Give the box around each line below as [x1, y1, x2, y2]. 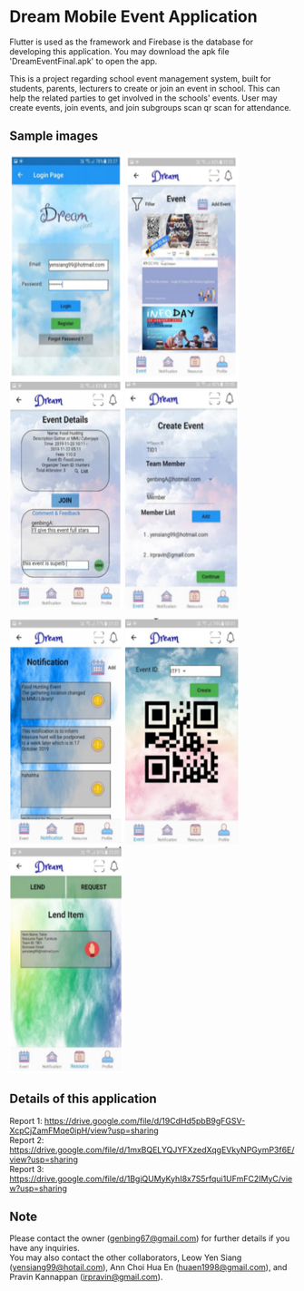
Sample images [9, 129, 99, 144]
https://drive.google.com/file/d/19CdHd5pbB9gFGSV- [44, 1115, 246, 1126]
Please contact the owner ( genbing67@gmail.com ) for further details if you [9, 1233, 290, 1244]
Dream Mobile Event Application [9, 6, 258, 27]
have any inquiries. [9, 1243, 80, 1254]
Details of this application [9, 1091, 157, 1107]
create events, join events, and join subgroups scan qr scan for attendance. [9, 102, 292, 112]
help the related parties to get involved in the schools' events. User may [9, 93, 279, 103]
